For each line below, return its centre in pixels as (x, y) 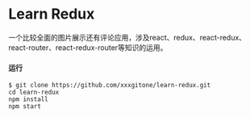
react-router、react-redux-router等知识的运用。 (88, 47)
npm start (25, 107)
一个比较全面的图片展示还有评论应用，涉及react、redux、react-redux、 (127, 37)
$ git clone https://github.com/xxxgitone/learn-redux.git (110, 86)
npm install (28, 99)
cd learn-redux (34, 93)
